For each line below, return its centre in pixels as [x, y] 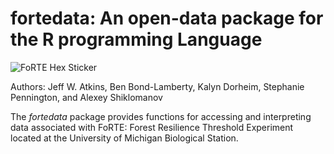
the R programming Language [136, 39]
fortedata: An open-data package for [167, 18]
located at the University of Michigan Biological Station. [124, 138]
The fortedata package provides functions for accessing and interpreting [161, 116]
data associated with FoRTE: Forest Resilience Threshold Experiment [152, 127]
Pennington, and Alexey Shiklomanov [86, 97]
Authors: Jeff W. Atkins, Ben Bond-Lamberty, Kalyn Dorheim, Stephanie [157, 86]
